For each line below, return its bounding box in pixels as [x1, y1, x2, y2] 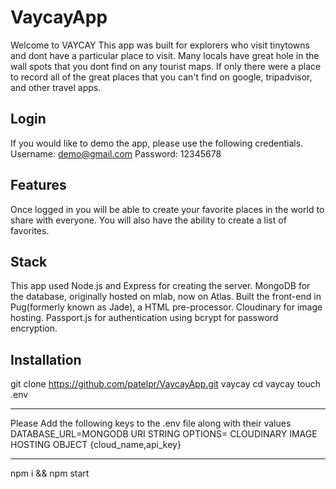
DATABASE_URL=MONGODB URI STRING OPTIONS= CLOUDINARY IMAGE [10, 428, 318, 440]
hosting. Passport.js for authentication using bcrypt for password [10, 312, 279, 324]
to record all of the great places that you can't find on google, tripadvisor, [10, 71, 313, 83]
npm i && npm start [10, 467, 90, 480]
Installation [10, 351, 82, 368]
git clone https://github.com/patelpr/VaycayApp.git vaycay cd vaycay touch [10, 378, 322, 390]
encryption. [10, 322, 58, 335]
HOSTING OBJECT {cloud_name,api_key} [10, 439, 182, 451]
